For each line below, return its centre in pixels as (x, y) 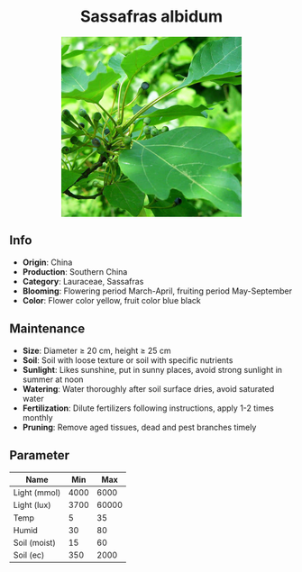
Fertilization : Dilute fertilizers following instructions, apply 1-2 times (148, 408)
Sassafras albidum (151, 17)
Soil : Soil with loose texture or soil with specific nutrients (128, 360)
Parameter (40, 455)
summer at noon (53, 379)
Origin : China (47, 262)
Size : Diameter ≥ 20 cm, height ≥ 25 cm (96, 350)
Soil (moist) (34, 543)
